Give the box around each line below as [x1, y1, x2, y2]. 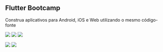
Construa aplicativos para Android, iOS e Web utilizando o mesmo [5, 17, 141, 23]
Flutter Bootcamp [5, 4, 61, 12]
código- [141, 17, 158, 23]
